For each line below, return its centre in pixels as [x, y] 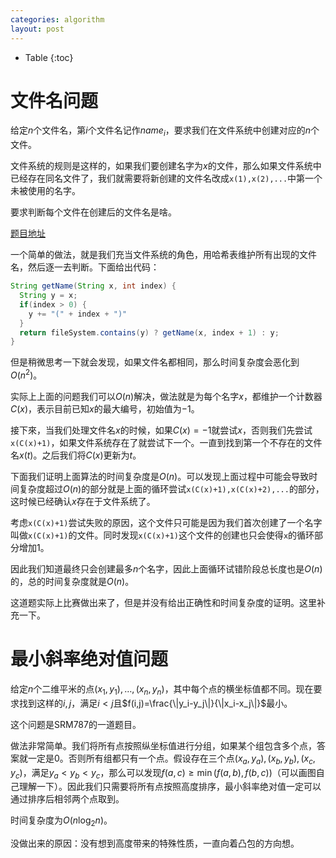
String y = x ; [48, 296]
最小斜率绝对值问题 [89, 659]
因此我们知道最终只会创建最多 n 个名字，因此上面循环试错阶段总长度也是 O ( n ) [166, 569]
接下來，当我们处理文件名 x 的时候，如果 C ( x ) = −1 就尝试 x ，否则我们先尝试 [161, 430]
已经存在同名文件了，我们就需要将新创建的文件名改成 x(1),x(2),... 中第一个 [166, 178]
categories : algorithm [57, 19]
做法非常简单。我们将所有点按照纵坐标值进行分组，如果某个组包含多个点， [163, 745]
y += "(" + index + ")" [78, 314]
